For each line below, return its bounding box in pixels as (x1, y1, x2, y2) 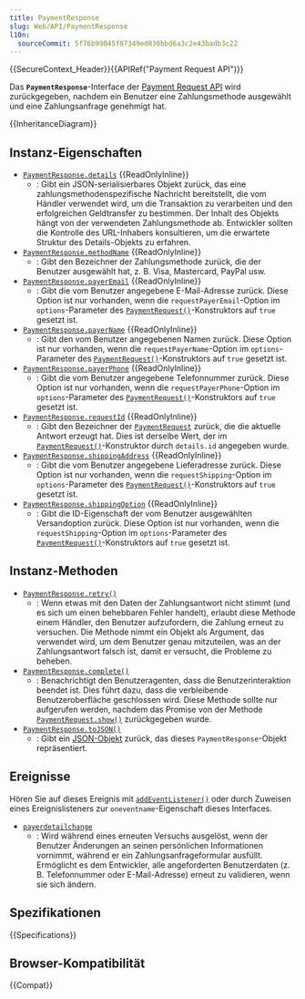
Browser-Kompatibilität (9, 955, 146, 971)
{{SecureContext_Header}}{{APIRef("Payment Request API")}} (9, 64, 244, 75)
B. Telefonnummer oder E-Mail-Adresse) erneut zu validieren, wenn (36, 869, 290, 880)
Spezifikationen (9, 905, 102, 921)
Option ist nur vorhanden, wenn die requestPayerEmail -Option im (36, 295, 280, 306)
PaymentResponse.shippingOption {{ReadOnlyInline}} (22, 499, 219, 510)
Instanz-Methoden (9, 563, 118, 579)
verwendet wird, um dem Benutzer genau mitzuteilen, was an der (36, 635, 281, 647)
